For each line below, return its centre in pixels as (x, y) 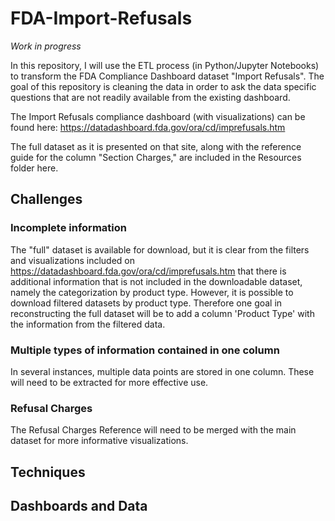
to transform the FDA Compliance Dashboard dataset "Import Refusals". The (167, 76)
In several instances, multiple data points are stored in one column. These (162, 371)
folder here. (34, 168)
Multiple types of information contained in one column (145, 350)
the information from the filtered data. (88, 324)
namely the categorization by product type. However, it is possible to (152, 292)
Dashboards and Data (79, 506)
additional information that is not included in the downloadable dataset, (156, 281)
